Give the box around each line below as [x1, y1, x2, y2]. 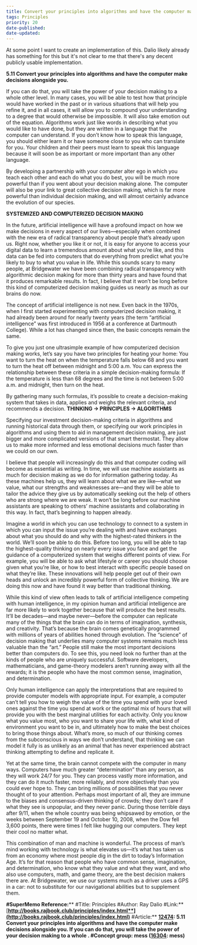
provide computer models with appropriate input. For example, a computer [6, 692, 186, 699]
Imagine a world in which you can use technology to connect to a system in [6, 520, 188, 528]
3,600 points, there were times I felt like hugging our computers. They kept [6, 822, 187, 830]
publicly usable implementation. [6, 59, 83, 66]
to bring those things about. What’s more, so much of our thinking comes [6, 730, 183, 737]
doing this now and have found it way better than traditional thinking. [6, 583, 172, 590]
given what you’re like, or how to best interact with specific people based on [6, 564, 191, 571]
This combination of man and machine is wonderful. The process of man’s [6, 839, 185, 847]
